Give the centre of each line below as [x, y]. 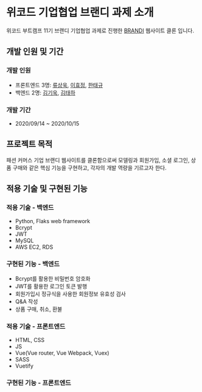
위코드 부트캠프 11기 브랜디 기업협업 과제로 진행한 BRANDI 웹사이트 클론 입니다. [100, 30]
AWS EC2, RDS [34, 247]
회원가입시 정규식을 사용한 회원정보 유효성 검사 [70, 294]
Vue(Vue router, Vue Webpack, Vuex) [62, 353]
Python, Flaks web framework [52, 221]
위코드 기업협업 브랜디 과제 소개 [80, 12]
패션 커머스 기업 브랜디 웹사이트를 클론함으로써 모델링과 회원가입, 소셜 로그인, [98, 160]
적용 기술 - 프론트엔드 [36, 326]
